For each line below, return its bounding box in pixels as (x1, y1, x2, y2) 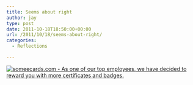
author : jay (6, 15, 37, 21)
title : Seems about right (6, 9, 72, 15)
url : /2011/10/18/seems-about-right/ (6, 32, 103, 38)
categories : (6, 37, 37, 43)
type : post (6, 20, 34, 26)
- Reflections (12, 43, 48, 50)
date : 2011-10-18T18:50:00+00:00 (6, 26, 92, 32)
